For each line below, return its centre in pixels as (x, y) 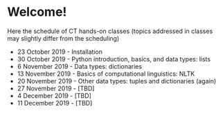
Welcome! (37, 12)
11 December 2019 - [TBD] (55, 103)
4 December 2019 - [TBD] (54, 95)
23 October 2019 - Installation (60, 52)
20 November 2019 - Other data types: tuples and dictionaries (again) (117, 81)
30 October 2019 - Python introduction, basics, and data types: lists (114, 59)
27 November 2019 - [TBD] (56, 88)
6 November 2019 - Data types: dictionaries (80, 66)
